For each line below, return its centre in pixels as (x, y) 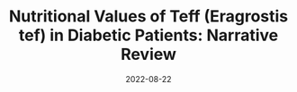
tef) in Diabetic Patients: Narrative (148, 35)
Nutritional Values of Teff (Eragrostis (148, 17)
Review (148, 54)
